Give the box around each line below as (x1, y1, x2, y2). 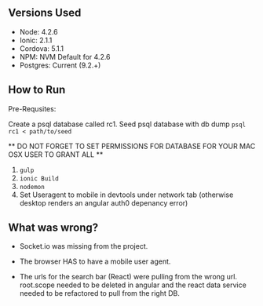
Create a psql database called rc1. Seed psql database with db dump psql (8, 119, 246, 129)
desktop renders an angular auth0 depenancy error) (19, 198, 188, 207)
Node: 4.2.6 (19, 27, 58, 36)
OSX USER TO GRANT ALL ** (8, 149, 104, 159)
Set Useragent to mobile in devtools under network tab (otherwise (19, 190, 234, 199)
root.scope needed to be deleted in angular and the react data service (19, 280, 247, 290)
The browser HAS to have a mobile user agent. (19, 257, 171, 266)
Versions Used (8, 6, 82, 20)
